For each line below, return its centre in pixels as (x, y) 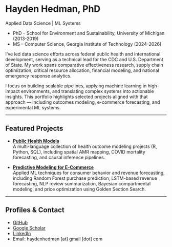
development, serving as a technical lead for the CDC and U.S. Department (84, 59)
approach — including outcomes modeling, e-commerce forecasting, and (83, 102)
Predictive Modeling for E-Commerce (53, 167)
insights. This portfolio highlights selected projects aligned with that (77, 97)
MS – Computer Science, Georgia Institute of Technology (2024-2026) (87, 44)
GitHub (20, 222)
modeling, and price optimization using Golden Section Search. (79, 189)
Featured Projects (34, 129)
